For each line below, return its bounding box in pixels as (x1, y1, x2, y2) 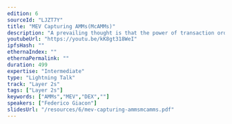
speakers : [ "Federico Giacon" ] (7, 100, 97, 107)
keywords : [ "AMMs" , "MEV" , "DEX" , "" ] (7, 94, 110, 101)
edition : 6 (7, 10, 39, 17)
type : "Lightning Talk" (7, 74, 76, 81)
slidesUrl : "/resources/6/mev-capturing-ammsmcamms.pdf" (7, 106, 175, 113)
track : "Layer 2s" (7, 81, 60, 87)
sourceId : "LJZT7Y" (7, 17, 64, 23)
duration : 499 (7, 61, 48, 68)
